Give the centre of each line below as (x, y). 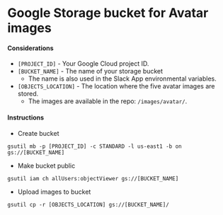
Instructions (26, 117)
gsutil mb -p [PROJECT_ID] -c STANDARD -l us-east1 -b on (95, 146)
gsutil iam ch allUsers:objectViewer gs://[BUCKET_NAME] (93, 178)
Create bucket (38, 133)
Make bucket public (46, 165)
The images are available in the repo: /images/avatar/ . (108, 101)
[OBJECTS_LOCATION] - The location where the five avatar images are (116, 86)
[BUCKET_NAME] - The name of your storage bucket (90, 71)
